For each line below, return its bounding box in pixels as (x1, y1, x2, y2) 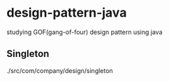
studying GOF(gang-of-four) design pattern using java (6, 28, 163, 36)
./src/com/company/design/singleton (6, 66, 113, 74)
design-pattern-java (6, 5, 127, 21)
